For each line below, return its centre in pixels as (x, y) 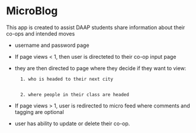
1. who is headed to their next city (67, 79)
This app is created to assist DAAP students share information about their (96, 27)
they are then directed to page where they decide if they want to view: (100, 68)
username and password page (52, 45)
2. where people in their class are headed (75, 94)
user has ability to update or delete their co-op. (72, 123)
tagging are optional (39, 112)
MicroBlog (32, 11)
